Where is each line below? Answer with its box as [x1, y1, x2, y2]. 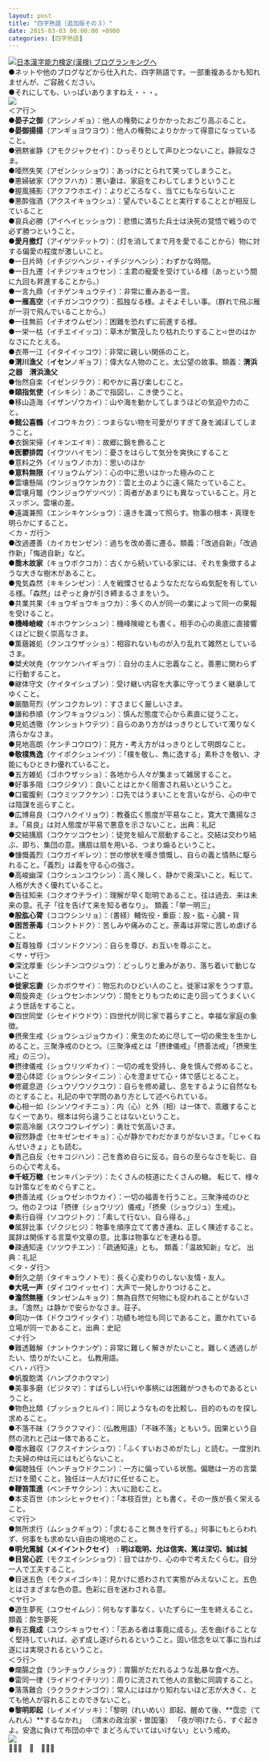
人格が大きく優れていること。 [8, 880, 107, 890]
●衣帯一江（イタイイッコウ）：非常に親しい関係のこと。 [8, 347, 194, 357]
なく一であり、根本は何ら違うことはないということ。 [8, 1111, 185, 1121]
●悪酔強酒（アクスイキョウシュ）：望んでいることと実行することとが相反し [8, 196, 257, 206]
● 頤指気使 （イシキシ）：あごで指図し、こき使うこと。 [8, 387, 187, 397]
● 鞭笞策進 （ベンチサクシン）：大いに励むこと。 [8, 1484, 166, 1494]
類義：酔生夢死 [8, 1615, 58, 1624]
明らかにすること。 [8, 518, 72, 528]
